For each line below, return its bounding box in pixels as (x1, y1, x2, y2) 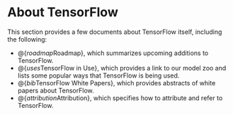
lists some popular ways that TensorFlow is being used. (17, 71, 180, 80)
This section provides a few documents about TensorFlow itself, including (7, 28, 222, 36)
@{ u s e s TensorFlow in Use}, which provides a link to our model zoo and (17, 63, 227, 72)
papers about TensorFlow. (17, 86, 94, 95)
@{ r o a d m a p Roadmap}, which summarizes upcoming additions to (17, 49, 209, 57)
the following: (7, 35, 47, 43)
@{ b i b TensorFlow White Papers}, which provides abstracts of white (17, 78, 216, 87)
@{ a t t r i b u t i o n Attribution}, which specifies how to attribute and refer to (17, 93, 223, 102)
